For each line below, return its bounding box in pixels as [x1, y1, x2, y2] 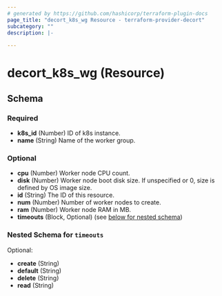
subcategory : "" [7, 23, 54, 30]
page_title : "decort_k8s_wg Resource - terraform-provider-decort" [7, 17, 205, 23]
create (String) [17, 259, 60, 267]
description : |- [7, 29, 54, 36]
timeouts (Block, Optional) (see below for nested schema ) [17, 213, 183, 221]
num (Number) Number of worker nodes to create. [17, 198, 161, 207]
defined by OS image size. [17, 184, 92, 192]
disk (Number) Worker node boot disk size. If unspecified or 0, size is [17, 176, 215, 184]
